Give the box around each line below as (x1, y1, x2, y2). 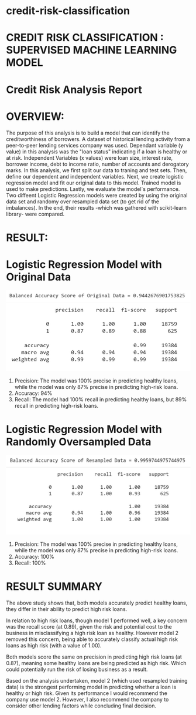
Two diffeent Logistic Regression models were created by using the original (6, 192, 188, 199)
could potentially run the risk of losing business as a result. (6, 666, 148, 673)
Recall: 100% (14, 559, 46, 566)
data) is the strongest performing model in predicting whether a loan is (6, 683, 177, 691)
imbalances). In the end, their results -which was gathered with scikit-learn (6, 204, 187, 211)
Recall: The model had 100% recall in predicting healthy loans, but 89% (14, 396, 187, 403)
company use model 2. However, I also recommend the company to (6, 696, 169, 703)
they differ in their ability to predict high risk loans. (6, 606, 128, 613)
